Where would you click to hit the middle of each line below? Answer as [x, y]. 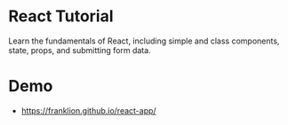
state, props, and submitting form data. [80, 50]
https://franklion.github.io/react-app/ [88, 110]
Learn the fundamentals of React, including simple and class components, [144, 41]
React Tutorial [61, 16]
